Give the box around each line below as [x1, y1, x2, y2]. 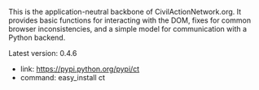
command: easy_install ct [20, 73, 106, 82]
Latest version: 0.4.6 [8, 49, 77, 58]
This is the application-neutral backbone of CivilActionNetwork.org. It [8, 7, 242, 16]
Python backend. [8, 32, 66, 42]
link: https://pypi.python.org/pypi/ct [20, 64, 140, 74]
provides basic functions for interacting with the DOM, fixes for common [8, 15, 251, 25]
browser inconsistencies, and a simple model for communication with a [8, 24, 247, 33]
